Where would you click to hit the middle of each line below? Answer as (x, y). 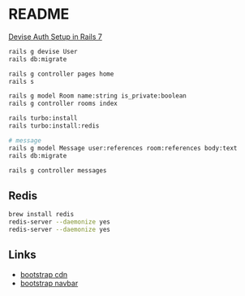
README (39, 14)
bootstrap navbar (49, 283)
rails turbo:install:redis (54, 126)
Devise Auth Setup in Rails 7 (56, 37)
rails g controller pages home (61, 74)
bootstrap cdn (44, 274)
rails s (21, 81)
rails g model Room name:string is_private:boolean (97, 96)
